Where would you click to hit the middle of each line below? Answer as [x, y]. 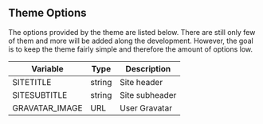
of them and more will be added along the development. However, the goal [131, 41]
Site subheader [148, 95]
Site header [141, 82]
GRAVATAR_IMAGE [47, 108]
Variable [47, 68]
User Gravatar [146, 108]
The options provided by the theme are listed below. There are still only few [132, 32]
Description [148, 68]
